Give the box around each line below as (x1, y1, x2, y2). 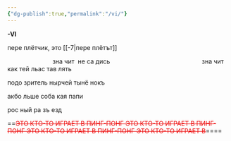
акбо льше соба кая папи (7, 92, 83, 100)
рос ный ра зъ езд (7, 105, 62, 114)
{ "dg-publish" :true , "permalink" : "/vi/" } (7, 10, 128, 18)
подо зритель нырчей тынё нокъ (7, 78, 106, 87)
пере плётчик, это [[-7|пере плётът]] (7, 43, 118, 51)
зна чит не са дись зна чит (52, 57, 224, 66)
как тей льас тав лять (7, 64, 72, 73)
